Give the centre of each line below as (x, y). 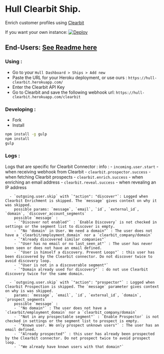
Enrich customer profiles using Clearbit (45, 23)
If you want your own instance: (36, 32)
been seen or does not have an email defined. (54, 248)
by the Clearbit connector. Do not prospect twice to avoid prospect (78, 338)
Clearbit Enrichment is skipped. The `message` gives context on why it (81, 201)
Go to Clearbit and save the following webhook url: (63, 92)
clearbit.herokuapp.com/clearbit (46, 97)
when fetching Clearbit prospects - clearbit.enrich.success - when (74, 177)
